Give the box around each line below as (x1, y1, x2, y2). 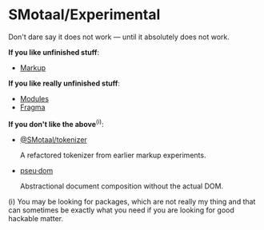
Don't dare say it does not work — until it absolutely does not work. (8, 32, 230, 42)
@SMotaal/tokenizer (19, 134, 88, 145)
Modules (19, 93, 50, 103)
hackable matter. (8, 213, 64, 223)
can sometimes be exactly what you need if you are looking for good (8, 205, 234, 215)
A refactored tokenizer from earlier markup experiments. (19, 150, 206, 160)
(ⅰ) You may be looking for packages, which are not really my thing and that (8, 196, 256, 206)
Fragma (19, 102, 46, 112)
